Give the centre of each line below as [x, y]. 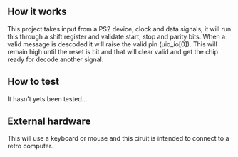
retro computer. [30, 146]
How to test [33, 82]
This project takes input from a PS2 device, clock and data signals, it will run [119, 29]
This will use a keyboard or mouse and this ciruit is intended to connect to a [118, 138]
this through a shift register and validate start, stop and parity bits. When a [117, 36]
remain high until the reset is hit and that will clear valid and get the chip [113, 51]
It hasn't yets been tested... [47, 98]
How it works [37, 12]
